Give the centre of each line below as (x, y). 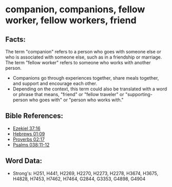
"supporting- (139, 94)
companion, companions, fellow (75, 10)
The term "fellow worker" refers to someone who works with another (78, 62)
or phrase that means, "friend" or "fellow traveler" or (68, 94)
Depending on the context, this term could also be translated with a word (90, 89)
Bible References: (34, 116)
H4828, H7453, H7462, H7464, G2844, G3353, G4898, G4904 (79, 179)
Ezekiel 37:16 (26, 128)
